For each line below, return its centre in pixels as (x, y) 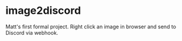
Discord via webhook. (32, 32)
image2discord (43, 11)
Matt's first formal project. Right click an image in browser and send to (91, 27)
